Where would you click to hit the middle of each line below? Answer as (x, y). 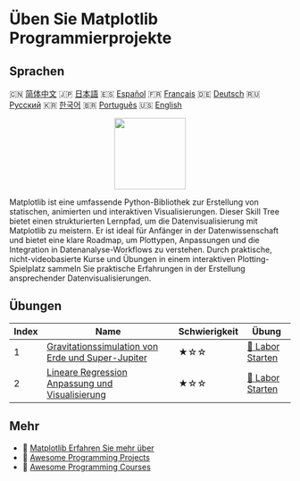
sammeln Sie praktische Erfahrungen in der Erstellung (146, 269)
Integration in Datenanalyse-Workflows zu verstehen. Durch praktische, (141, 249)
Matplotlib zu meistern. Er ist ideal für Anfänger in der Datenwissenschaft (144, 231)
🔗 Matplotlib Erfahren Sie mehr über (88, 448)
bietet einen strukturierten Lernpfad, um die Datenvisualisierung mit (133, 221)
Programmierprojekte (91, 38)
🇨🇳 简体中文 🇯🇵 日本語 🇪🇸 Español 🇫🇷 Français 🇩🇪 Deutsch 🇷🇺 (135, 93)
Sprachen (37, 71)
